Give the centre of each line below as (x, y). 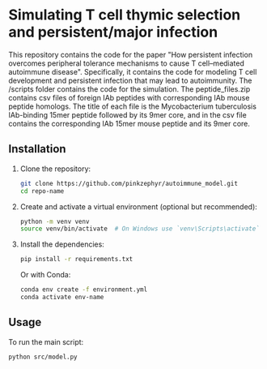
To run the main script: (46, 341)
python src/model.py (43, 357)
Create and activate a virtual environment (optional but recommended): (138, 206)
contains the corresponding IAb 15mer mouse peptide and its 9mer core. (129, 123)
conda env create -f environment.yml (84, 290)
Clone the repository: (55, 169)
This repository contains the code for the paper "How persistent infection (131, 54)
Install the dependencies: (62, 244)
